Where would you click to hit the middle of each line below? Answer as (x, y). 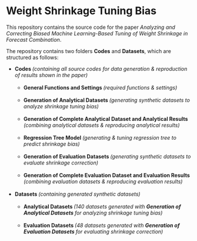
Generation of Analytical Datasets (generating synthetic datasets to (106, 100)
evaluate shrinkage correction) (61, 163)
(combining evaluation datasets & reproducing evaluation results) (103, 181)
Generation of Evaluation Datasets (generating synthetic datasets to (107, 156)
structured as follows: (32, 57)
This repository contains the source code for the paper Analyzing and (91, 27)
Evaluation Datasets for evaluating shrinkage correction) (93, 232)
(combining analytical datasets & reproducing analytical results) (102, 125)
